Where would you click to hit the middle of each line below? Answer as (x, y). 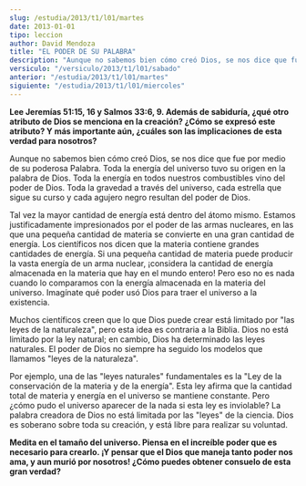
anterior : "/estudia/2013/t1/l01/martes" (89, 78)
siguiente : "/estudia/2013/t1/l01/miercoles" (97, 86)
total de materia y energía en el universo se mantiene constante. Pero (140, 395)
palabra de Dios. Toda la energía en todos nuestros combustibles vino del (147, 178)
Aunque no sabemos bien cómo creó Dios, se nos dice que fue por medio (148, 158)
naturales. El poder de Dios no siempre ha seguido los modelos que (136, 348)
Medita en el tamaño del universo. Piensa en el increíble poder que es (143, 442)
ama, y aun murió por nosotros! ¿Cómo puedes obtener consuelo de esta (150, 461)
